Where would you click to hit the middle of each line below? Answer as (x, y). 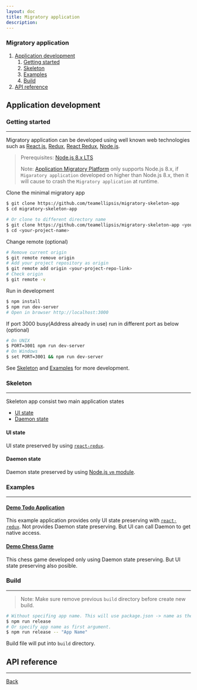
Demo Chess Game (30, 546)
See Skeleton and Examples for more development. (68, 368)
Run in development (30, 291)
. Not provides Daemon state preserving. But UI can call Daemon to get (105, 527)
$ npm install (23, 301)
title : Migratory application (43, 17)
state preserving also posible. (42, 565)
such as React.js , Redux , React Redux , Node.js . (63, 146)
